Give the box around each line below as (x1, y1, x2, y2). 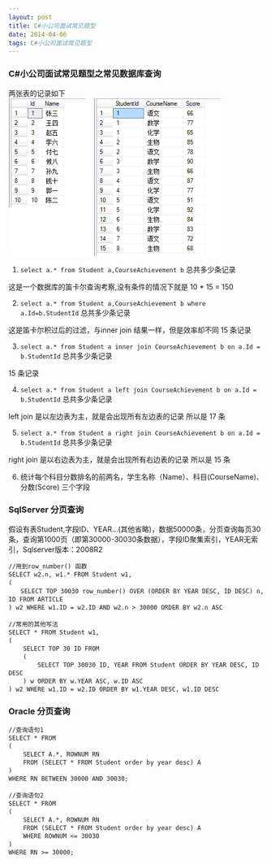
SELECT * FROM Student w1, (8, 628, 100, 636)
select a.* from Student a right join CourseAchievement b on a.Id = (19, 429, 261, 437)
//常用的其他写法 (8, 620, 58, 628)
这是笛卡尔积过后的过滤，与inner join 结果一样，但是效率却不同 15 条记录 (8, 325, 252, 335)
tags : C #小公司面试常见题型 (8, 39, 92, 47)
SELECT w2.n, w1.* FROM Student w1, (8, 570, 132, 579)
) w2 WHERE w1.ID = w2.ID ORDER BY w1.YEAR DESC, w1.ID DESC (8, 685, 220, 693)
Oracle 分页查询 (8, 706, 71, 717)
